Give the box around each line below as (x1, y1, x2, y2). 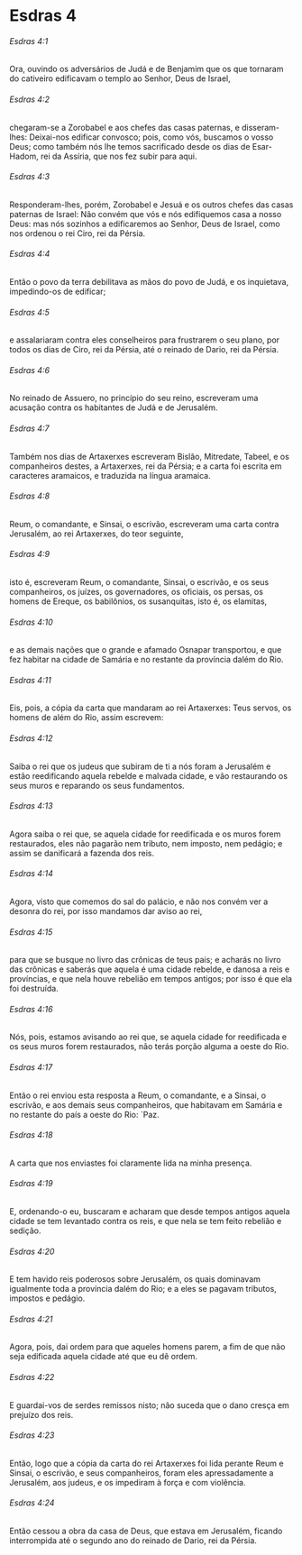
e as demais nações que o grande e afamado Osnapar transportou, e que (9, 645, 282, 655)
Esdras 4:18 (9, 1130, 53, 1140)
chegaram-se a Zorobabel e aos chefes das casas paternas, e (9, 122, 241, 133)
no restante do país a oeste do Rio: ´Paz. (9, 1109, 160, 1120)
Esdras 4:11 (9, 674, 51, 685)
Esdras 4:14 (9, 868, 54, 879)
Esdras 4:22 (9, 1372, 55, 1383)
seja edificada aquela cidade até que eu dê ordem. (9, 1351, 198, 1362)
